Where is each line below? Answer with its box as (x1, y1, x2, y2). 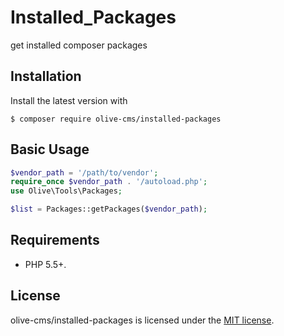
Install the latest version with (10, 94, 128, 106)
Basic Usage (10, 141, 90, 158)
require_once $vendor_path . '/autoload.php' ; (10, 177, 208, 187)
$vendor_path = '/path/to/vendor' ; (10, 167, 159, 178)
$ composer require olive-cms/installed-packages (10, 114, 222, 124)
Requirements (10, 232, 100, 249)
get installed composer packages (10, 39, 148, 51)
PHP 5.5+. (24, 258, 67, 270)
